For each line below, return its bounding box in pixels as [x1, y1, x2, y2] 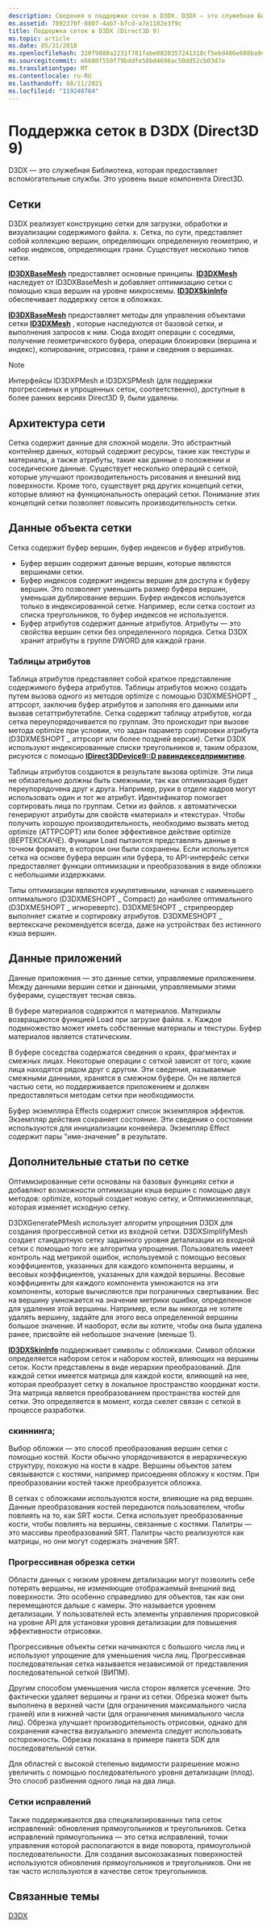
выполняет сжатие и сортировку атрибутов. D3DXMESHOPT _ [8, 912, 223, 921]
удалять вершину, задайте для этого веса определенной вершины [8, 1312, 238, 1322]
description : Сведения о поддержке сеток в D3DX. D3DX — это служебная [8, 11, 254, 20]
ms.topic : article [8, 34, 70, 43]
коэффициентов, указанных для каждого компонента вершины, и [8, 1260, 234, 1270]
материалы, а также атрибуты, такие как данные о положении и [8, 455, 231, 464]
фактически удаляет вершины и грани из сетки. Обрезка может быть [8, 1692, 248, 1702]
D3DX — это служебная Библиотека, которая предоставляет [8, 166, 218, 175]
